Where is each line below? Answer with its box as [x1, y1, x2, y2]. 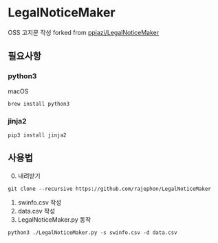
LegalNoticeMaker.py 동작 [17, 215, 91, 224]
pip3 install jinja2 [8, 132, 67, 139]
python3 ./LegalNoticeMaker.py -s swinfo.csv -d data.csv [8, 229, 177, 236]
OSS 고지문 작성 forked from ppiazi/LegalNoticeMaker [8, 28, 160, 36]
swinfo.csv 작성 [17, 198, 62, 207]
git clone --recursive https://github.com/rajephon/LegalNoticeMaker [8, 185, 212, 192]
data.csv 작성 [17, 207, 56, 215]
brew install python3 [8, 100, 70, 107]
